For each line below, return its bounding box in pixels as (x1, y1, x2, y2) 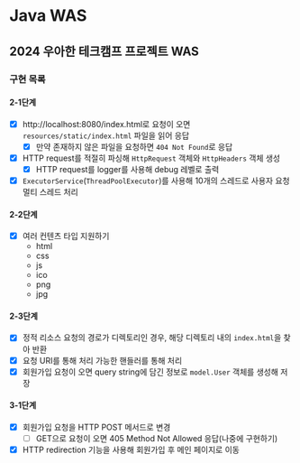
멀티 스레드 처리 (22, 187, 78, 198)
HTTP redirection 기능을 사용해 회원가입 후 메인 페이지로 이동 (22, 444, 241, 455)
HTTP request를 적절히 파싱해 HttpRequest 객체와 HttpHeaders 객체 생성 (22, 153, 281, 163)
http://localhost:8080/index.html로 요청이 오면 (22, 118, 191, 129)
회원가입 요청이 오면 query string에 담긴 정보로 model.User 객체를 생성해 (22, 366, 279, 377)
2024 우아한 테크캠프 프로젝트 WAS (9, 43, 200, 59)
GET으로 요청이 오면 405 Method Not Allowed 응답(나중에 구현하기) (35, 432, 278, 443)
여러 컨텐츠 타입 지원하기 (22, 231, 110, 242)
